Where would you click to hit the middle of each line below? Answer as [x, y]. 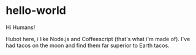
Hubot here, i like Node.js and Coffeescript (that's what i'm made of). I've [98, 39]
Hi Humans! [21, 27]
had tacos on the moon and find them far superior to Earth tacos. [88, 45]
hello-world [36, 11]
